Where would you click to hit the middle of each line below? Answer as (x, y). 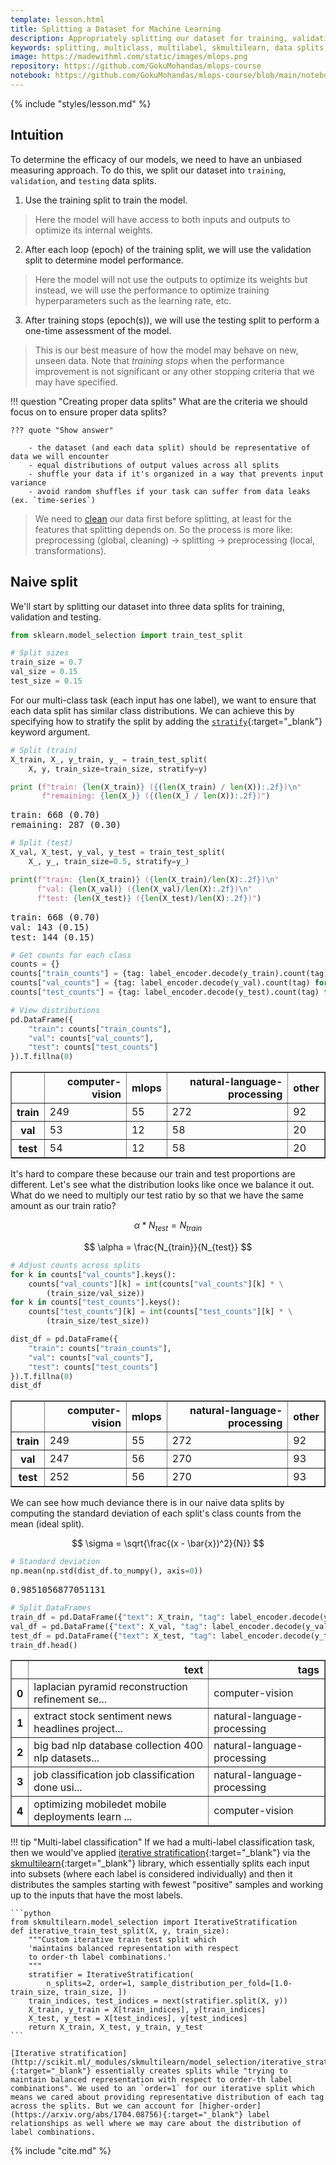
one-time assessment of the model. (98, 330)
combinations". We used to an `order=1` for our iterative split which (162, 2089)
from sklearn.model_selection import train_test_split (127, 635)
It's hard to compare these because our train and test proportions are (153, 1174)
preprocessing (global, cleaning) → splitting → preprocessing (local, (174, 540)
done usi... (58, 1788)
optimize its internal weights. (93, 230)
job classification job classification (114, 1775)
